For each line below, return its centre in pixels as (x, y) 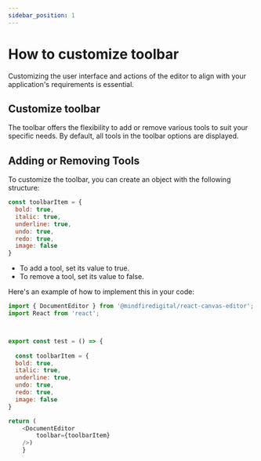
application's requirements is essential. (71, 84)
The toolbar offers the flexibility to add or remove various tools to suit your (128, 128)
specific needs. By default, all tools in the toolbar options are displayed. (123, 136)
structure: (24, 188)
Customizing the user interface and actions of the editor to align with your (127, 76)
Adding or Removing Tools (74, 160)
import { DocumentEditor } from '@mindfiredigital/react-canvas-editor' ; (131, 307)
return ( (22, 421)
